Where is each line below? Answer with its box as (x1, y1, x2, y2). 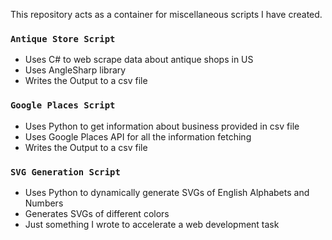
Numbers (24, 197, 64, 209)
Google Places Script (10, 100, 116, 111)
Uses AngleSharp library (24, 64, 127, 76)
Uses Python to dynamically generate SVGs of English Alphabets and (24, 186, 310, 198)
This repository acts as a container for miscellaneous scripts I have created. (10, 9, 323, 20)
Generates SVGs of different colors (24, 207, 170, 219)
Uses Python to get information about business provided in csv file (24, 120, 300, 132)
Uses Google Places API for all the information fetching (24, 130, 252, 143)
